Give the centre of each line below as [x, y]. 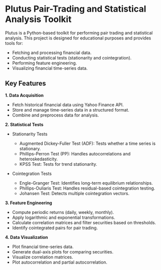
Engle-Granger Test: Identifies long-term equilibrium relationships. [86, 183]
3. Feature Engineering [29, 203]
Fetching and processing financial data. [52, 53]
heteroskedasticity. [39, 159]
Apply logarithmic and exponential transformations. [64, 217]
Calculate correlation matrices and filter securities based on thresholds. [84, 222]
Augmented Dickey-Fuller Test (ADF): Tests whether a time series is [88, 143]
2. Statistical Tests [24, 124]
